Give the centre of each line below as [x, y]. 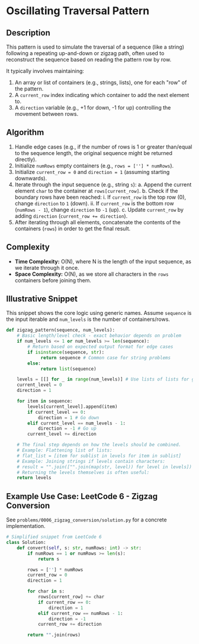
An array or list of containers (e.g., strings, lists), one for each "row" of [101, 82]
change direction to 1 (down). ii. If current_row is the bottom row [94, 203]
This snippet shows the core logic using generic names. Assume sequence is [99, 313]
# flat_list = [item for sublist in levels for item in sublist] [99, 456]
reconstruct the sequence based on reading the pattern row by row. [89, 59]
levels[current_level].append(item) [73, 407]
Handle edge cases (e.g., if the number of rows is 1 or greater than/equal [103, 147]
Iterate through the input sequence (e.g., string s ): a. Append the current [103, 184]
